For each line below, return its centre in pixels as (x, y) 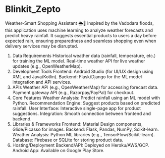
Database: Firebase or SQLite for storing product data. (68, 140)
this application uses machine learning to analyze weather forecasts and (79, 30)
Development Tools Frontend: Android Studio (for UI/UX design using (83, 71)
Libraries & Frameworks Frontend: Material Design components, (77, 124)
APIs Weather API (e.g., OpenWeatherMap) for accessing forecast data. (85, 87)
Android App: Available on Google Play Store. (58, 150)
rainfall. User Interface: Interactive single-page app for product (77, 108)
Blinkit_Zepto (33, 9)
